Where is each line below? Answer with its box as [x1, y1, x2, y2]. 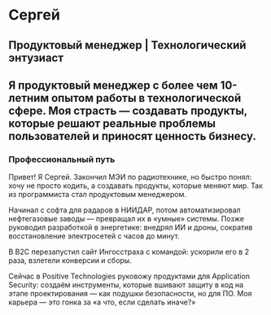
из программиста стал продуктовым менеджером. [8, 190, 187, 199]
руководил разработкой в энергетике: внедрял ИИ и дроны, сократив [8, 222, 253, 233]
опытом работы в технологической [51, 91, 242, 105]
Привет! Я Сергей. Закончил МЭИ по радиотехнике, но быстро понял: [8, 173, 252, 182]
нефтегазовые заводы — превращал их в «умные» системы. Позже [8, 214, 244, 224]
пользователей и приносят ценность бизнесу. [8, 129, 256, 143]
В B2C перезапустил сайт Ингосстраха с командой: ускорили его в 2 [8, 247, 250, 257]
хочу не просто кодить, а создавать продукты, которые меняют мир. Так [8, 181, 263, 190]
